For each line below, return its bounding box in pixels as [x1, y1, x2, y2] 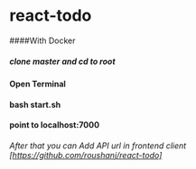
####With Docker [9, 35, 76, 46]
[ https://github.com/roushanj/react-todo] [9, 149, 163, 160]
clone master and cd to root [9, 56, 116, 67]
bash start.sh [9, 99, 61, 110]
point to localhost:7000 [9, 120, 100, 130]
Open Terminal [9, 78, 66, 89]
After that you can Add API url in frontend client [9, 140, 187, 151]
